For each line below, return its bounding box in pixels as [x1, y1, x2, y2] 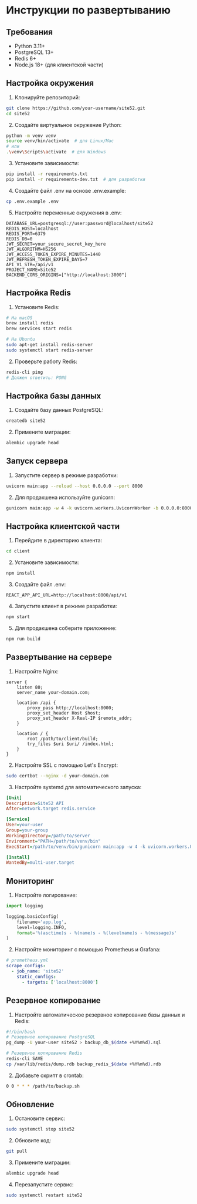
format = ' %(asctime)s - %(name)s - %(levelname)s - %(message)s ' [16, 930, 177, 936]
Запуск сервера [6, 456, 69, 466]
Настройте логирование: [14, 891, 77, 899]
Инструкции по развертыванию [6, 4, 171, 17]
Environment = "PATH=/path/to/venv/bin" [6, 838, 101, 844]
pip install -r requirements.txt [6, 171, 88, 177]
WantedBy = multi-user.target [6, 860, 75, 866]
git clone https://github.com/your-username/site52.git [6, 105, 145, 111]
